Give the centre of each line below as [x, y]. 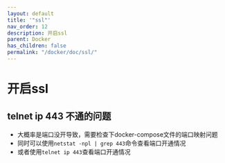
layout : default [30, 14]
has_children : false [37, 46]
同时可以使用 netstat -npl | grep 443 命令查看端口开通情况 [101, 143]
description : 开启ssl [37, 33]
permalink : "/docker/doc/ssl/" [52, 53]
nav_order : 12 [28, 26]
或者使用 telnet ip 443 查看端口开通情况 [74, 152]
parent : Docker [29, 40]
